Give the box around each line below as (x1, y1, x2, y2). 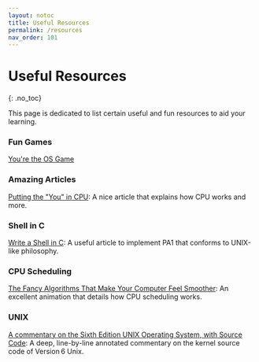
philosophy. (20, 246, 59, 256)
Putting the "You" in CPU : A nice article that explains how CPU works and (8, 192, 246, 201)
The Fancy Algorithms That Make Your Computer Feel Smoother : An (8, 284, 229, 294)
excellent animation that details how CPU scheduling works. (8, 292, 202, 301)
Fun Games (8, 137, 53, 148)
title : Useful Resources (8, 19, 90, 27)
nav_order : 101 (8, 33, 58, 42)
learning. (8, 117, 37, 127)
